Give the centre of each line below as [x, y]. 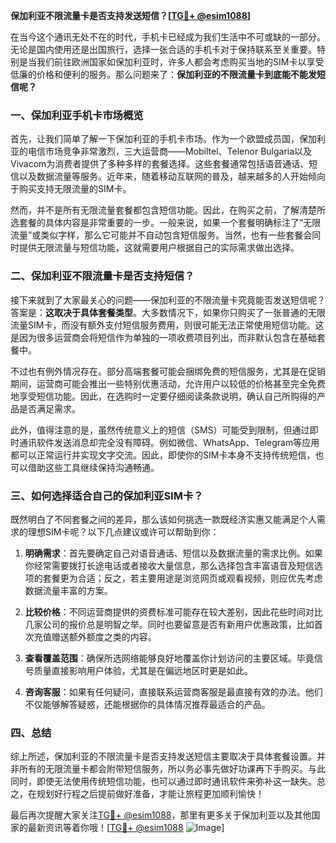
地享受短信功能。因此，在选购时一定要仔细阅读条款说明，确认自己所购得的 [163, 396]
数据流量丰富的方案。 [68, 590]
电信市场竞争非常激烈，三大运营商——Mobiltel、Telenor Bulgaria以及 [170, 151]
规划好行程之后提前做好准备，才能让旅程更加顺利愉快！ [150, 794]
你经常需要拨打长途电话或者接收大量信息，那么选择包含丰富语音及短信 [169, 565]
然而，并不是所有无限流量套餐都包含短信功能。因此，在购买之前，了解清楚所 [168, 210]
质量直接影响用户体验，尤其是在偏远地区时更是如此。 [143, 670]
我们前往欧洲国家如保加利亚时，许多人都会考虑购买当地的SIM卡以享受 [180, 62]
